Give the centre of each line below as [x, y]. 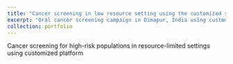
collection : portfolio [40, 26]
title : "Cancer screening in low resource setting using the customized [114, 13]
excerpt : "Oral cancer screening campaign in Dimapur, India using [107, 20]
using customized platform [45, 53]
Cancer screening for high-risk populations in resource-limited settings [109, 46]
